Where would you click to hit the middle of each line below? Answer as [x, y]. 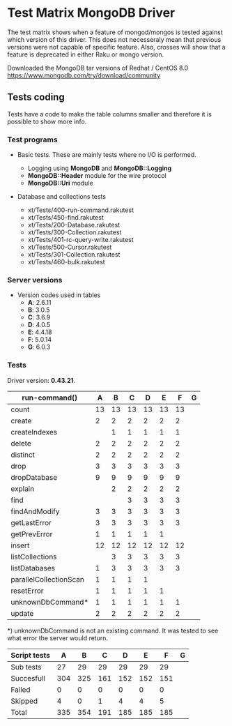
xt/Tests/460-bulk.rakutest [67, 262]
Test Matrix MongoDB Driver [91, 13]
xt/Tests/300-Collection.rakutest [75, 232]
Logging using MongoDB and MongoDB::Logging [100, 168]
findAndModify [35, 511]
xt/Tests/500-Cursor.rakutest [70, 247]
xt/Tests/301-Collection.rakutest [74, 255]
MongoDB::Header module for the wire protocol [97, 176]
